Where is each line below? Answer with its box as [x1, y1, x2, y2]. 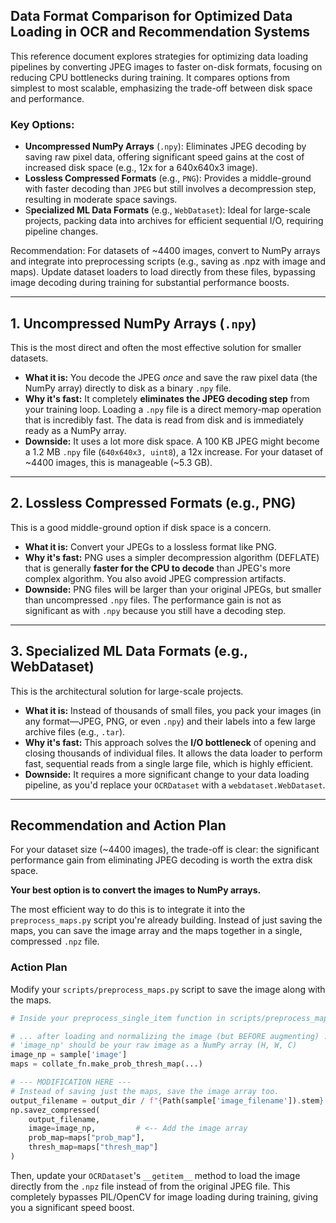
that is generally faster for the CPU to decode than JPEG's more [24, 562, 291, 574]
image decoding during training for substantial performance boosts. [10, 277, 290, 289]
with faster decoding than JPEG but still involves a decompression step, [24, 183, 317, 195]
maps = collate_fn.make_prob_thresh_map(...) [10, 1059, 203, 1069]
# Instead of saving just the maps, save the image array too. [10, 1086, 280, 1096]
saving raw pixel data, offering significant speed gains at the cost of [24, 151, 305, 163]
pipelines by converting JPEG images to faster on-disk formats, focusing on [10, 60, 323, 73]
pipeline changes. [24, 225, 99, 238]
